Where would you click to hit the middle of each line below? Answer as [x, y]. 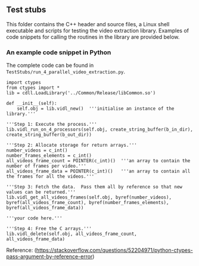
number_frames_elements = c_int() [49, 156]
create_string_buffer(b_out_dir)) [49, 135]
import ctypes [24, 83]
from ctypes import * [33, 88]
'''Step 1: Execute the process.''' [52, 125]
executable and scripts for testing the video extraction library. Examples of [98, 30]
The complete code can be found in [50, 66]
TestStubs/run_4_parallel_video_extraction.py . [66, 72]
